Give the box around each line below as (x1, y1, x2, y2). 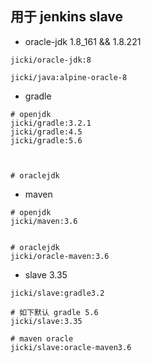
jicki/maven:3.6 (10, 216, 78, 226)
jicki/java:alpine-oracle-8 (10, 72, 128, 82)
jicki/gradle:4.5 (10, 127, 83, 137)
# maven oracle (10, 333, 74, 344)
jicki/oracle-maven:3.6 (10, 251, 110, 261)
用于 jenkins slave (10, 8, 123, 26)
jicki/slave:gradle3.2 (10, 288, 105, 298)
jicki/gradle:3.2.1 (10, 118, 92, 128)
